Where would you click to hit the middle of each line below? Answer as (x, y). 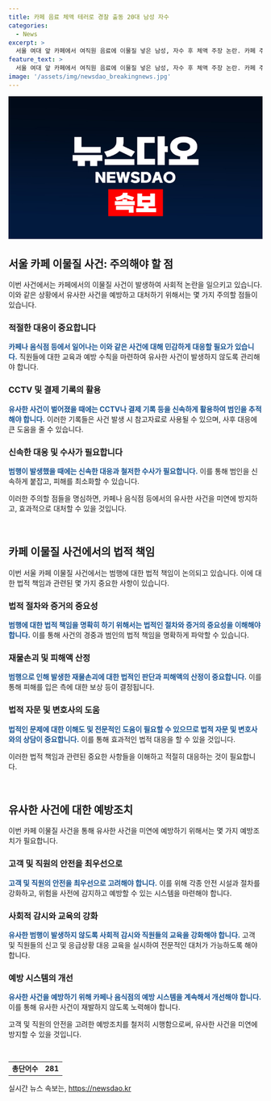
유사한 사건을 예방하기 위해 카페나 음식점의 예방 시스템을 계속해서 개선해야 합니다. (135, 997)
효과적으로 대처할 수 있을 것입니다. (73, 508)
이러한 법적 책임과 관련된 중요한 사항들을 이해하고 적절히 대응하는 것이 (118, 756)
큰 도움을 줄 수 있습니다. (46, 429)
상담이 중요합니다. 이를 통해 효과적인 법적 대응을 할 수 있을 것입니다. (129, 739)
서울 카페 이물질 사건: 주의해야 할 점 (91, 263)
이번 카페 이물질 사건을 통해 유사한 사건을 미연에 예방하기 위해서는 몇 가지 (123, 831)
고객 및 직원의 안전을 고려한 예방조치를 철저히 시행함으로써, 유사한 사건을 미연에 (133, 1024)
